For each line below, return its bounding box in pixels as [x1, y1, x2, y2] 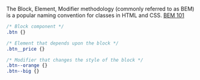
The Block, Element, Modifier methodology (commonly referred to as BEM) [6, 5, 194, 12]
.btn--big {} [6, 68, 40, 75]
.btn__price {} [6, 46, 45, 52]
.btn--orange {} [6, 62, 48, 69]
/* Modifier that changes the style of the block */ [6, 57, 144, 63]
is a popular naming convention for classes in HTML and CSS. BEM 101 [6, 12, 185, 19]
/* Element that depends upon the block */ [6, 40, 119, 46]
